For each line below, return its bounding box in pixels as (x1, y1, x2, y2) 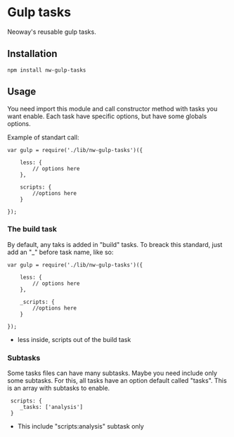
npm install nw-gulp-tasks (7, 66, 86, 74)
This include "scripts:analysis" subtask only (17, 422, 144, 431)
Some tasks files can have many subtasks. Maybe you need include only (7, 369, 218, 377)
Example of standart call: (7, 133, 79, 141)
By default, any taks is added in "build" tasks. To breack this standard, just (7, 240, 223, 248)
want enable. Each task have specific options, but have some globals (7, 112, 207, 120)
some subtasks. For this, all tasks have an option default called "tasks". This (7, 376, 227, 385)
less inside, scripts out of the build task (17, 335, 131, 343)
